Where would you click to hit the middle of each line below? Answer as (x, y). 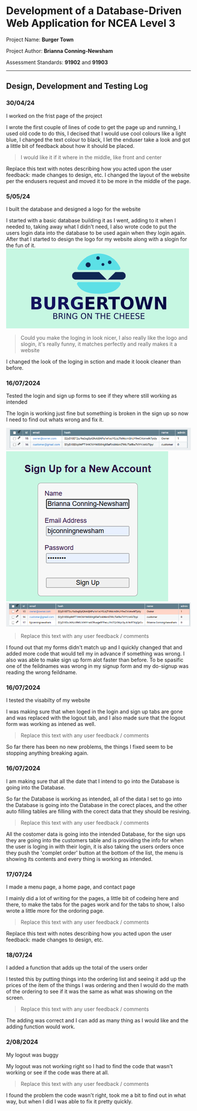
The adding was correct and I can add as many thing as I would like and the (97, 1021)
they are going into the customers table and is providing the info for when (95, 840)
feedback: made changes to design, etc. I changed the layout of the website (98, 175)
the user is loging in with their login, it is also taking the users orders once (95, 846)
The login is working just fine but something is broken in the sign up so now (97, 413)
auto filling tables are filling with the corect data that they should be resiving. (98, 811)
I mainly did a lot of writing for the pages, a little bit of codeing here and (92, 899)
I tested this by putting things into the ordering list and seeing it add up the (96, 979)
